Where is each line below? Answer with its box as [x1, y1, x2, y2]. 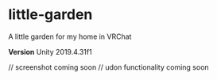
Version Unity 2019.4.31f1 [8, 47, 93, 56]
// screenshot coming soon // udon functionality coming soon [8, 62, 209, 72]
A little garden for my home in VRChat [8, 32, 132, 41]
